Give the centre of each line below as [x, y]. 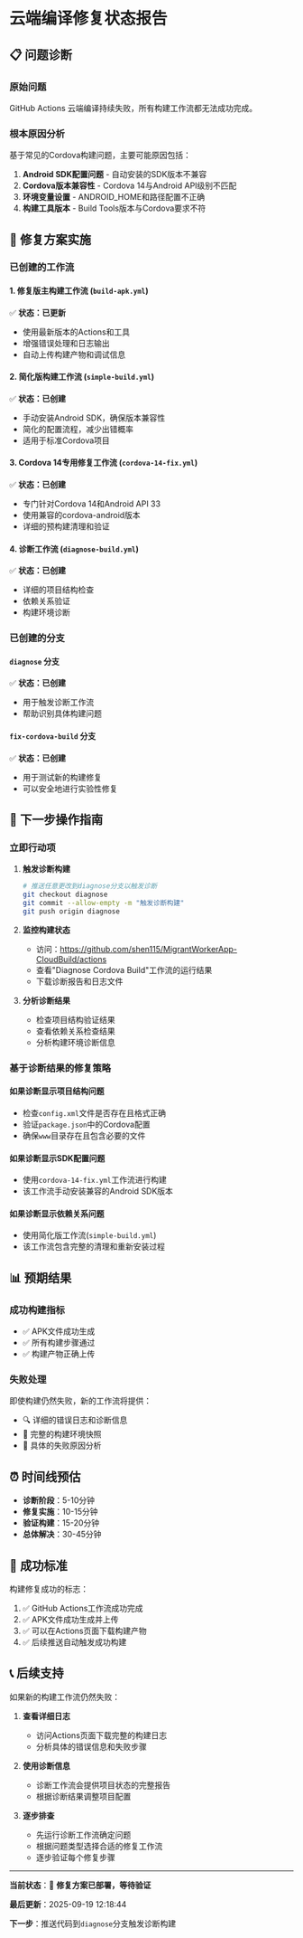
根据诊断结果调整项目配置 [83, 1796]
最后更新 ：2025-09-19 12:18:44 [68, 1904]
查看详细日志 [46, 1716]
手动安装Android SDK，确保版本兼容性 [94, 418]
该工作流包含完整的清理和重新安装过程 [93, 1247]
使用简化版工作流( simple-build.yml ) [89, 1235]
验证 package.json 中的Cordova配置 [86, 1124]
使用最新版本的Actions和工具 [76, 332]
